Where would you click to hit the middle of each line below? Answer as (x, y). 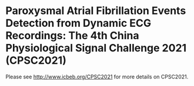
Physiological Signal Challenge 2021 (96, 48)
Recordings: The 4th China (72, 36)
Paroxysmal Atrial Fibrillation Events (96, 11)
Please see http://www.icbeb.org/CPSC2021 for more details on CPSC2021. (97, 77)
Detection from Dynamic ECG (78, 23)
